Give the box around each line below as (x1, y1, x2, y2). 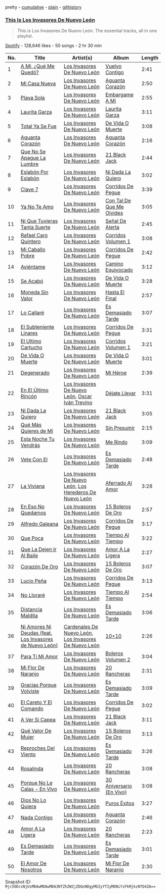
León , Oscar (63, 393, 92, 400)
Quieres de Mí (20, 428, 53, 435)
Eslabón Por (20, 168, 49, 175)
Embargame (105, 91, 134, 98)
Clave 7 (20, 186, 39, 193)
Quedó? (20, 69, 39, 76)
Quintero (20, 238, 41, 245)
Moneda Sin (20, 289, 48, 296)
